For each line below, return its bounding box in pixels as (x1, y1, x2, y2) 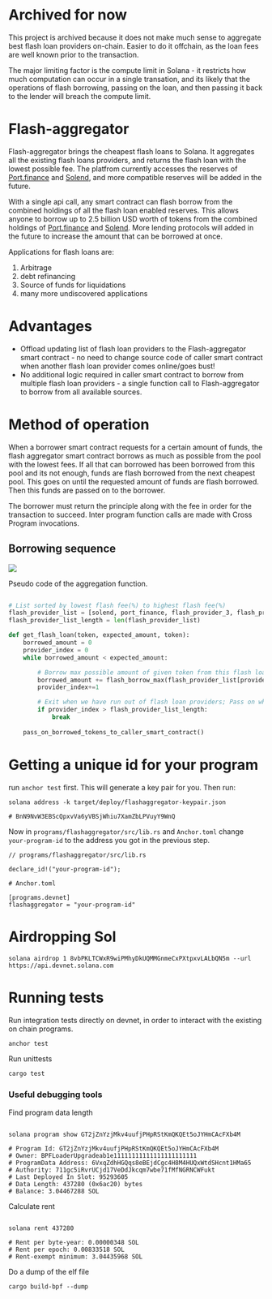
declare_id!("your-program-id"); (8, 865, 121, 873)
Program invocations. (8, 518, 79, 528)
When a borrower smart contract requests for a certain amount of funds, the (8, 442, 263, 452)
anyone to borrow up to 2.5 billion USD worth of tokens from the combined (8, 213, 257, 224)
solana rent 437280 (8, 1224, 74, 1232)
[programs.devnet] (8, 893, 70, 901)
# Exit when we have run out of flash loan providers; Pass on (37, 698, 255, 707)
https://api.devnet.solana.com (8, 961, 114, 970)
